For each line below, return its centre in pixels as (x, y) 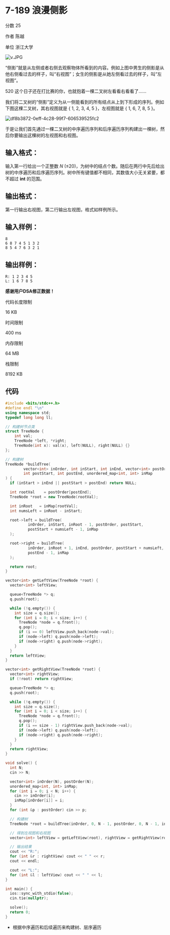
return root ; (24, 567)
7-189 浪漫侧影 (36, 10)
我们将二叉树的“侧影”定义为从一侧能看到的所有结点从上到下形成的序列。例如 (85, 102)
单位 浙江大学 (19, 47)
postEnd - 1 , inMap (48, 553)
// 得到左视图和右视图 (30, 833)
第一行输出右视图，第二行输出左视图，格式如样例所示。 (63, 209)
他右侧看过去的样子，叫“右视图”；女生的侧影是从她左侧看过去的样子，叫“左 (83, 74)
